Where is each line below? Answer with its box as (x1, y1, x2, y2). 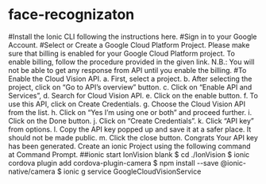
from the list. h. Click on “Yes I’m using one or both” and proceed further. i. (8, 107, 253, 117)
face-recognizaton (8, 6, 135, 24)
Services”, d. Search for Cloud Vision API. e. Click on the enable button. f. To (8, 90, 258, 100)
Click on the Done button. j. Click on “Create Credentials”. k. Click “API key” (8, 116, 254, 125)
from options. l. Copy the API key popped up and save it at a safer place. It (8, 125, 252, 134)
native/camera (8, 167, 56, 176)
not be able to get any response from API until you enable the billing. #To (8, 65, 247, 75)
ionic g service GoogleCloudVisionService (63, 167, 202, 176)
